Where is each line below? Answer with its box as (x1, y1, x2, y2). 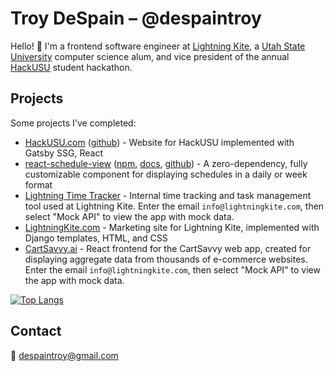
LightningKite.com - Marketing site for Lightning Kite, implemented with (24, 221, 320, 233)
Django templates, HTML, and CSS (24, 232, 168, 244)
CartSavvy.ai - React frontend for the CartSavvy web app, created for (24, 242, 312, 254)
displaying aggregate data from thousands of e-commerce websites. (24, 253, 308, 265)
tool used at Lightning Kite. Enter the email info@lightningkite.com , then (24, 200, 325, 212)
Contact (10, 323, 62, 340)
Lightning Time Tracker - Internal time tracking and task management (24, 189, 312, 201)
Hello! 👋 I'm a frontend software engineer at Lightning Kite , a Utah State (10, 40, 306, 52)
